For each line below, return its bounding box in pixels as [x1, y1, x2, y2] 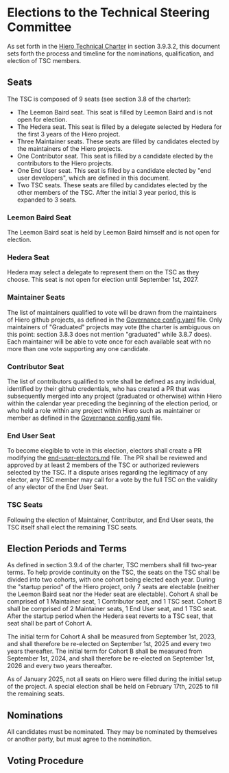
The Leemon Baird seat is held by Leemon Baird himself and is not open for [7, 228, 220, 237]
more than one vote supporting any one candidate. [7, 344, 151, 353]
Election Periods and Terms [7, 543, 127, 554]
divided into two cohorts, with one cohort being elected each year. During [7, 575, 216, 584]
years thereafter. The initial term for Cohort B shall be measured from [7, 647, 202, 656]
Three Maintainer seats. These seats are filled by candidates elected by [16, 137, 219, 145]
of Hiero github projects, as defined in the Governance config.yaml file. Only [7, 316, 223, 324]
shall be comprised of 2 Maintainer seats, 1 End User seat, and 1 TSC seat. [7, 605, 217, 613]
